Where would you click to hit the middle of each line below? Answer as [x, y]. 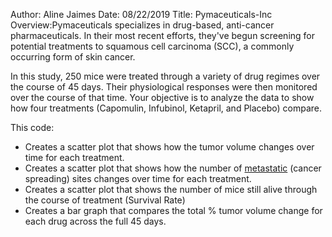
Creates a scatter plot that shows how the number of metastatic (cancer [173, 168]
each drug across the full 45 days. [95, 221]
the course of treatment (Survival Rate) [105, 200]
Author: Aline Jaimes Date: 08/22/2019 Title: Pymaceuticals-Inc [141, 14]
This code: [32, 127]
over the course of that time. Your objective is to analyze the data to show [162, 97]
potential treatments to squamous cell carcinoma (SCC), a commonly [152, 46]
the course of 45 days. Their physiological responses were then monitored [164, 87]
